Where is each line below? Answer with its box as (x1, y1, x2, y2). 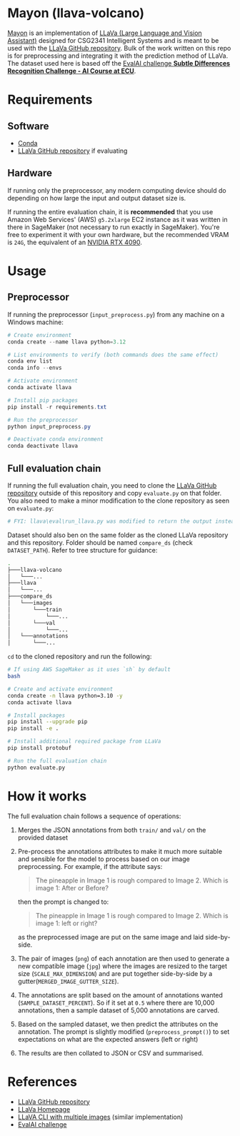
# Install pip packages (7, 396, 79, 404)
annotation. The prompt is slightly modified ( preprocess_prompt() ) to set (17, 1027, 230, 1036)
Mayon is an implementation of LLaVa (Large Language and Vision (7, 29, 202, 37)
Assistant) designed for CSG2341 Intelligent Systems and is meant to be (7, 36, 219, 44)
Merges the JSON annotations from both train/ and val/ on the (17, 825, 206, 834)
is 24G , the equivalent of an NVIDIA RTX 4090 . (7, 238, 143, 246)
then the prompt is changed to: (17, 898, 109, 906)
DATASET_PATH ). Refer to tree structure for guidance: (7, 546, 158, 554)
